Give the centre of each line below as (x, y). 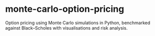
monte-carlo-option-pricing (65, 9)
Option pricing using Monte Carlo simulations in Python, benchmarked (78, 23)
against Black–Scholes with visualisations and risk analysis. (66, 28)
